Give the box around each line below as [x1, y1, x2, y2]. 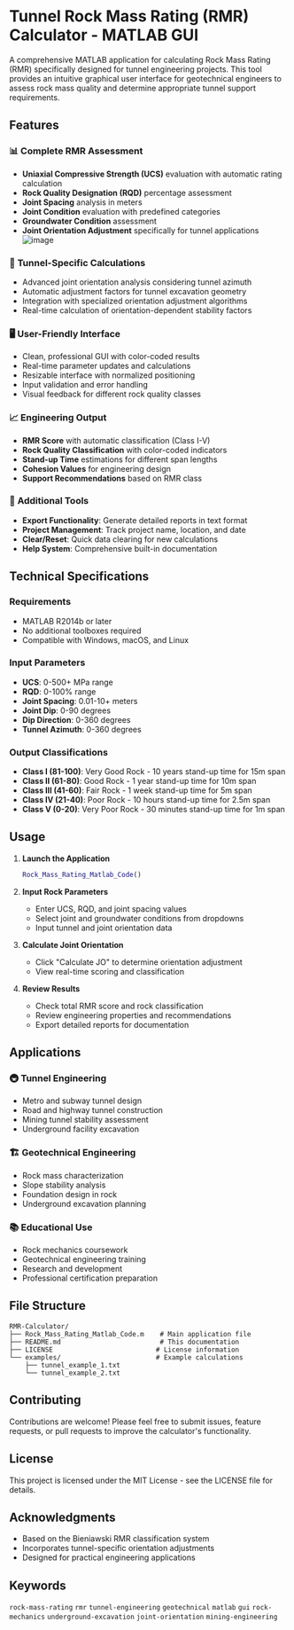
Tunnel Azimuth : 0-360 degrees [21, 724, 142, 734]
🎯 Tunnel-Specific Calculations [9, 256, 146, 269]
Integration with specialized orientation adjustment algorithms [21, 295, 248, 306]
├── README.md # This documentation [9, 1337, 240, 1346]
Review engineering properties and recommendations [35, 1009, 232, 1021]
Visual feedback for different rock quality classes [21, 388, 202, 400]
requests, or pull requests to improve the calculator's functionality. [9, 1425, 251, 1436]
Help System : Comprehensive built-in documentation [21, 543, 218, 553]
